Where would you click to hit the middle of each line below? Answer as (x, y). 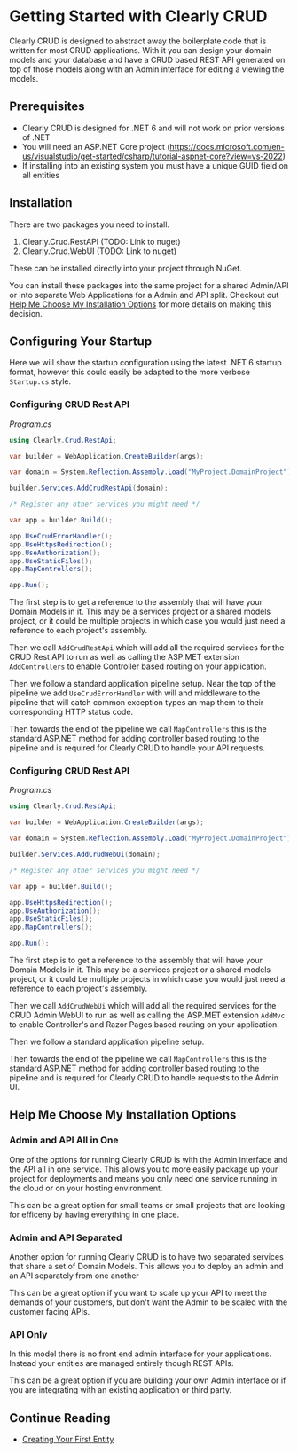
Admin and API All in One (64, 1140)
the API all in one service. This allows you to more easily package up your (144, 1169)
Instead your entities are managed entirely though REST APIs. (122, 1363)
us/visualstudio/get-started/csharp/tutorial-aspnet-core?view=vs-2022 (153, 156)
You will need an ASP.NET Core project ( (96, 146)
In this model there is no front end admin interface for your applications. (141, 1354)
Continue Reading (60, 1418)
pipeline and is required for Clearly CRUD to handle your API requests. (137, 748)
